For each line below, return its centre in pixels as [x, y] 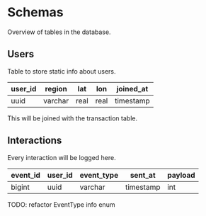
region [56, 89]
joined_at [132, 89]
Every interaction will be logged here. [62, 157]
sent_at [143, 175]
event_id [26, 175]
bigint [21, 187]
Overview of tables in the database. [59, 32]
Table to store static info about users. [62, 71]
